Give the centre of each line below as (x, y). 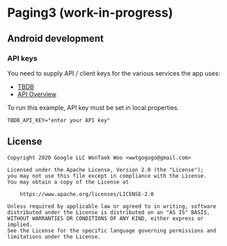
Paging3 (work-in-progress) (90, 13)
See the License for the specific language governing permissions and (112, 231)
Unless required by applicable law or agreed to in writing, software (112, 206)
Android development (56, 39)
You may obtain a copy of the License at (68, 182)
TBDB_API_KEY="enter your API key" (59, 120)
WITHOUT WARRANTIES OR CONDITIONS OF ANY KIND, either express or (105, 218)
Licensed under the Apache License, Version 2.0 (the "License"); (105, 170)
